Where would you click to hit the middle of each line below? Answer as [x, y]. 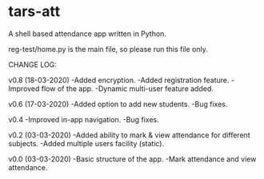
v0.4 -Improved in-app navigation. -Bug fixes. [84, 119]
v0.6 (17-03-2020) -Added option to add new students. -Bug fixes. [118, 104]
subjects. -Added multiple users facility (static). [86, 143]
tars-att [34, 12]
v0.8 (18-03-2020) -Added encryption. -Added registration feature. [119, 80]
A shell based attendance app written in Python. [87, 34]
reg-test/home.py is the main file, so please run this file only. [108, 49]
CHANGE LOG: [33, 64]
